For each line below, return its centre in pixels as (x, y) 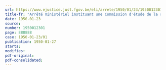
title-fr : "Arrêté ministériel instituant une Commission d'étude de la (82, 14)
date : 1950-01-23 (23, 19)
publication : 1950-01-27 (31, 42)
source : (13, 23)
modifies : (15, 51)
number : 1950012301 (25, 28)
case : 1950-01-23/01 (26, 37)
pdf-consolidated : (24, 60)
